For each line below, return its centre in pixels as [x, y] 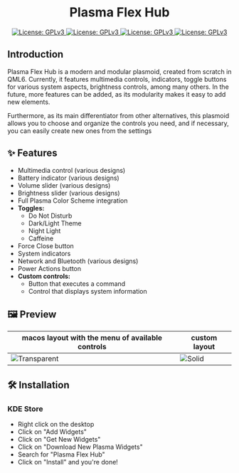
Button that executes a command [77, 283]
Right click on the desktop [56, 425]
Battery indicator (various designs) [68, 178]
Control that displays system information [87, 291]
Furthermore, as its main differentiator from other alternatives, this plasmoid [118, 115]
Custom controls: [44, 276]
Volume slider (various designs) [64, 185]
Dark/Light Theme [55, 223]
